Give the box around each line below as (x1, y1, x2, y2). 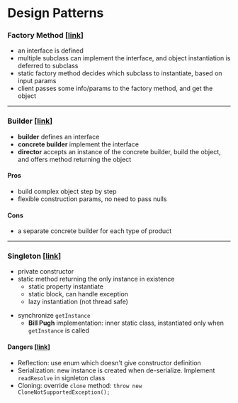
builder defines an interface (17, 132, 100, 141)
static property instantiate (28, 282, 104, 291)
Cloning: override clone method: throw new (17, 381, 142, 389)
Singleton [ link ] (7, 251, 62, 261)
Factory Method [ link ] (7, 31, 84, 41)
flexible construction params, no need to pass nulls (17, 194, 167, 203)
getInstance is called (28, 326, 90, 335)
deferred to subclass (17, 62, 79, 70)
